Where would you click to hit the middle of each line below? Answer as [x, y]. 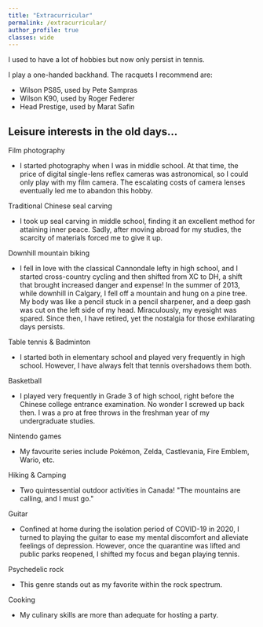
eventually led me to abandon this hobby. [86, 191]
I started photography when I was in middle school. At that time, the [129, 166]
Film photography [37, 151]
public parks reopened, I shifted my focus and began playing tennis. [130, 554]
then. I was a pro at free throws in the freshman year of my [115, 412]
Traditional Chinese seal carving [60, 206]
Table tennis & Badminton [49, 342]
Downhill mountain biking [49, 253]
